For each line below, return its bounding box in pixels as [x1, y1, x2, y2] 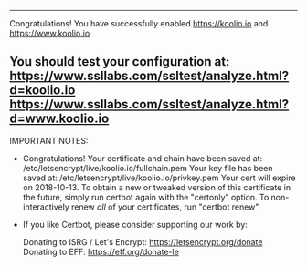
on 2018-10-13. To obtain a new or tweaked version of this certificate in [22, 181, 291, 192]
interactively [22, 201, 70, 212]
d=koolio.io [9, 83, 76, 98]
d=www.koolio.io [9, 111, 110, 127]
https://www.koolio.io [9, 28, 90, 38]
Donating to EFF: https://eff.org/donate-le [22, 246, 180, 257]
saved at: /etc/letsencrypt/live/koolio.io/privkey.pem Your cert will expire [22, 172, 296, 183]
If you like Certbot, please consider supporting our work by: [22, 219, 249, 230]
